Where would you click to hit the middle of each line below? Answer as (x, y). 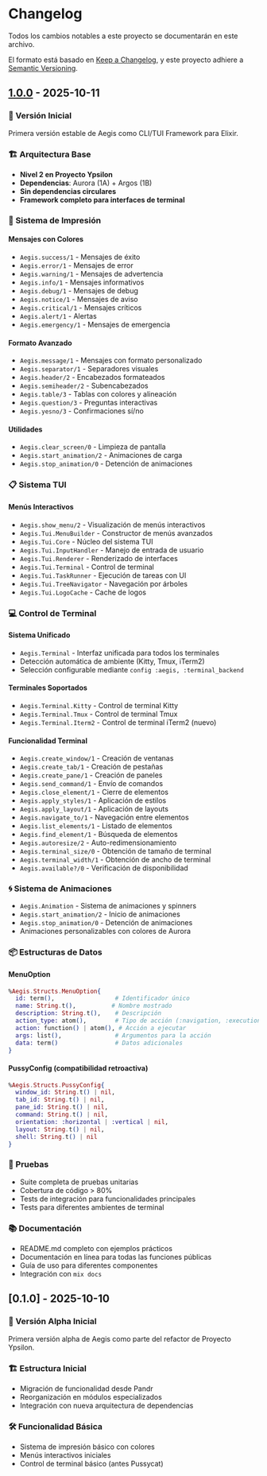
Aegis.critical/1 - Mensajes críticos (81, 308)
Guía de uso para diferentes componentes (89, 1265)
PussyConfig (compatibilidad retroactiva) (78, 1068)
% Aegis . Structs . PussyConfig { (56, 1085)
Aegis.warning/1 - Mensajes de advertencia (91, 274)
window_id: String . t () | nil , (65, 1092)
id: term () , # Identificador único (103, 998)
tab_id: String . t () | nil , (60, 1100)
